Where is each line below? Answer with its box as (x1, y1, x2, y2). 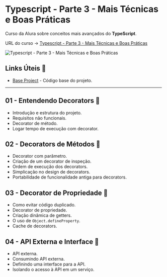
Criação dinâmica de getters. (12, 212, 72, 218)
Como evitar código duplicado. (12, 202, 76, 208)
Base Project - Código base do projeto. (12, 77, 93, 83)
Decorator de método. (12, 120, 58, 126)
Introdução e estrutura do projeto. (12, 109, 82, 115)
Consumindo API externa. (12, 256, 65, 262)
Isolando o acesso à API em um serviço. (12, 267, 94, 272)
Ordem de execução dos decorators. (12, 164, 88, 170)
